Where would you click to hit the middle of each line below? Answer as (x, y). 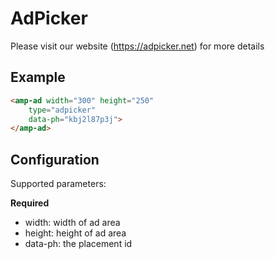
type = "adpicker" (62, 110)
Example (38, 77)
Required (30, 203)
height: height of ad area (75, 233)
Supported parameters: (58, 184)
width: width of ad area (72, 223)
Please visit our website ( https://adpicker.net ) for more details (137, 46)
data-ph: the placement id (78, 244)
